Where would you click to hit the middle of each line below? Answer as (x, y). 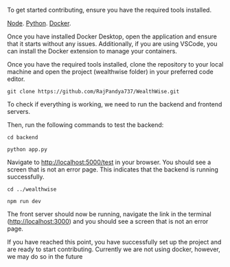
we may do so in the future (45, 256)
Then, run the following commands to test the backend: (85, 125)
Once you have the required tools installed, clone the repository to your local (115, 64)
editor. (16, 79)
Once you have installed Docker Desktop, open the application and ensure (112, 36)
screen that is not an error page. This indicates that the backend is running (113, 170)
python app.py (27, 150)
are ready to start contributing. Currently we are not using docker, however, (114, 249)
